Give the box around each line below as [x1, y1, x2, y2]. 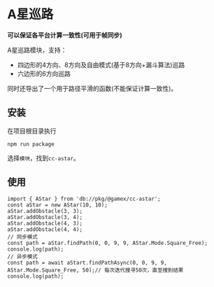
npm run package [7, 141, 55, 148]
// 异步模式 [7, 253, 38, 260]
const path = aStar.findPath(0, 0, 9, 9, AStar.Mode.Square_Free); [7, 239, 208, 246]
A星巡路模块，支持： [7, 45, 67, 54]
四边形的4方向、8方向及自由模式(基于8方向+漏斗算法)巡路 [17, 60, 185, 69]
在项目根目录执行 [7, 127, 57, 135]
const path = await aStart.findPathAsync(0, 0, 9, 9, [7, 259, 168, 266]
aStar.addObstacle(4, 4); [7, 225, 83, 233]
